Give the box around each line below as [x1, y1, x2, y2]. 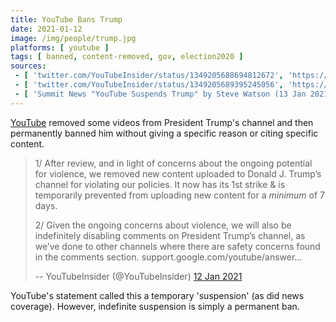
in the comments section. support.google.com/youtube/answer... [34, 251, 303, 263]
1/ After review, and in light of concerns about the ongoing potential [34, 157, 313, 169]
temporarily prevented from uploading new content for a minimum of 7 [34, 189, 326, 201]
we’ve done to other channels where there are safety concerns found [34, 240, 321, 252]
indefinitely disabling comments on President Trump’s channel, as [34, 229, 306, 241]
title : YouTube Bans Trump [10, 14, 123, 25]
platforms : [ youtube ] [10, 42, 110, 53]
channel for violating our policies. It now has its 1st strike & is [34, 178, 286, 190]
